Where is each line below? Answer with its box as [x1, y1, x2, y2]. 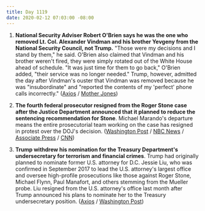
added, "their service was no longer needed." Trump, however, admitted [15, 70, 197, 77]
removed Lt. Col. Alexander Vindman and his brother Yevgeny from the [15, 38, 198, 45]
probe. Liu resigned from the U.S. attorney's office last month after [15, 184, 183, 192]
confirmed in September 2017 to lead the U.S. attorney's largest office [15, 165, 192, 173]
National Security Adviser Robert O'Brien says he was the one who [15, 31, 189, 38]
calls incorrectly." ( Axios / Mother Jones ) [15, 90, 118, 97]
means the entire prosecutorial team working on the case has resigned [15, 121, 193, 128]
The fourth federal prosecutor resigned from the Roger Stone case [15, 101, 187, 109]
